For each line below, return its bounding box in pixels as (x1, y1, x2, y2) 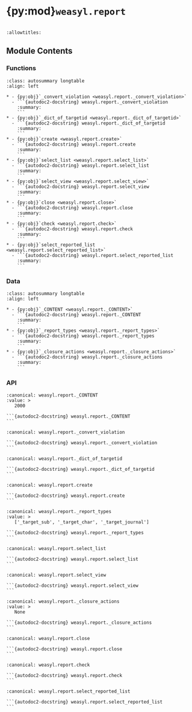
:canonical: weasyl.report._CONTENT (6, 392, 98, 398)
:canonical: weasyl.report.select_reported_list (6, 688, 131, 694)
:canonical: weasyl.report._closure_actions (6, 598, 120, 605)
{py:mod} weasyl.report (6, 4, 126, 18)
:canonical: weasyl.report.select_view (6, 572, 107, 578)
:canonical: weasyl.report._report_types (6, 509, 112, 515)
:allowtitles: (6, 29, 42, 36)
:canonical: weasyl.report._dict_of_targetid (6, 456, 122, 462)
